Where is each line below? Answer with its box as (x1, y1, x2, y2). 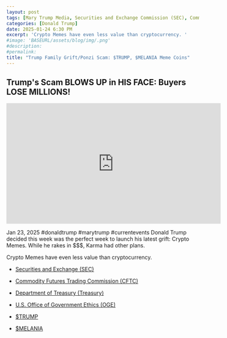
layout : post (6, 9, 40, 15)
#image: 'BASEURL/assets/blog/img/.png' (6, 37, 111, 43)
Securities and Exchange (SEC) (15, 266, 94, 273)
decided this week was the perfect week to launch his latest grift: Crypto (6, 235, 190, 242)
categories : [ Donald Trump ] (6, 20, 78, 26)
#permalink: (6, 49, 37, 55)
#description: (6, 43, 43, 50)
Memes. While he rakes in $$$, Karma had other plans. (6, 242, 146, 249)
